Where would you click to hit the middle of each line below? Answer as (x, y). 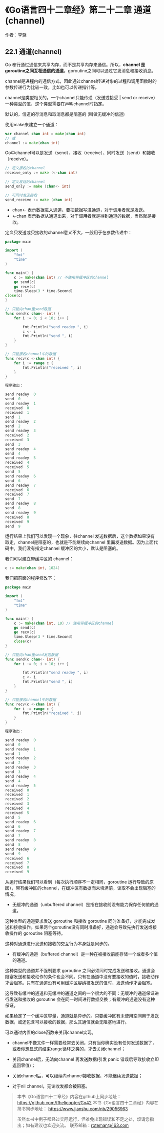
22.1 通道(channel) (33, 52)
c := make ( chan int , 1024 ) (32, 568)
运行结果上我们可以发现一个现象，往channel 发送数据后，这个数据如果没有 (80, 536)
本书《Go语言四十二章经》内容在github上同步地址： (69, 1097)
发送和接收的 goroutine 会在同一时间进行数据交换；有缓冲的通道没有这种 (82, 999)
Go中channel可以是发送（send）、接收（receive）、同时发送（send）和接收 (80, 153)
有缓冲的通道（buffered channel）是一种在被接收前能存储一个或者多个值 (85, 954)
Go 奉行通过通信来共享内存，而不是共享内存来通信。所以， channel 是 (75, 65)
